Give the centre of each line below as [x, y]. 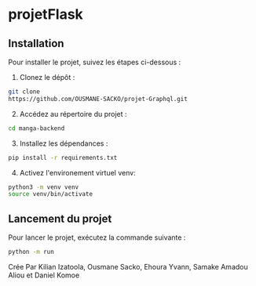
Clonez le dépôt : [47, 77]
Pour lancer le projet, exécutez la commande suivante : [97, 237]
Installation [36, 43]
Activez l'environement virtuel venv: [77, 172]
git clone [24, 92]
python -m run [31, 252]
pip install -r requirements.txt [63, 157]
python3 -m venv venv [44, 187]
